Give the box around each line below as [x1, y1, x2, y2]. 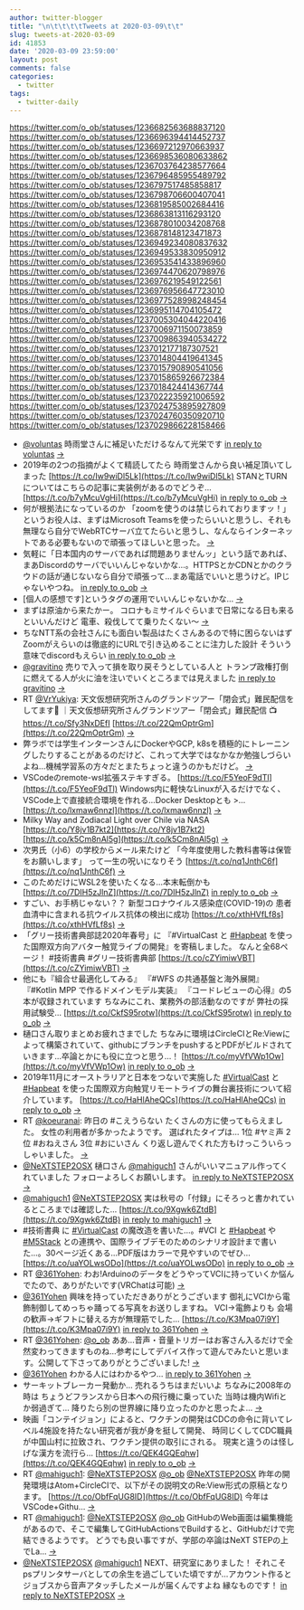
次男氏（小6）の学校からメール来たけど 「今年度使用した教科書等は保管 [22, 845, 292, 856]
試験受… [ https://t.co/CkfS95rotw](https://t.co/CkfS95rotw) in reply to [30, 1008, 292, 1018]
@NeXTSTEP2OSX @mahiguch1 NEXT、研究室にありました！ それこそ [22, 1558, 287, 1568]
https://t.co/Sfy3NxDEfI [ [22, 718, 116, 729]
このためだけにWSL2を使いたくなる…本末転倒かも [22, 876, 211, 887]
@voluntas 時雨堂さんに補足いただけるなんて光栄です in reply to [22, 439, 262, 450]
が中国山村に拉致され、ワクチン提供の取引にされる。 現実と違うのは [22, 1436, 279, 1447]
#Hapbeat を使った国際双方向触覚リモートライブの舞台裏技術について [22, 1083, 284, 1094]
